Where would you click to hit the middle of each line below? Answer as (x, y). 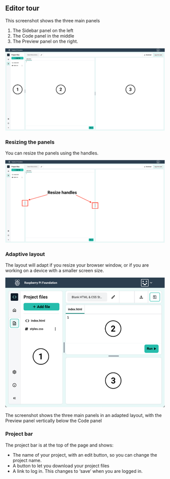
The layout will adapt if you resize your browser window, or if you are (77, 265)
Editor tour (22, 8)
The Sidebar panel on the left (43, 30)
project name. (27, 460)
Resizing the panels (30, 142)
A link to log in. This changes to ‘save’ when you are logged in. (78, 471)
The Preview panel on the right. (45, 41)
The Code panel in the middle (43, 36)
